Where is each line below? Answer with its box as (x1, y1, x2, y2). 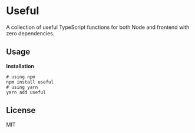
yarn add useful (6, 89, 46, 95)
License (6, 105, 36, 115)
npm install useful (6, 79, 54, 85)
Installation (6, 62, 34, 69)
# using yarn (6, 84, 38, 90)
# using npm (6, 74, 35, 80)
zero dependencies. (6, 29, 55, 36)
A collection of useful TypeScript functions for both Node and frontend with (6, 24, 190, 31)
